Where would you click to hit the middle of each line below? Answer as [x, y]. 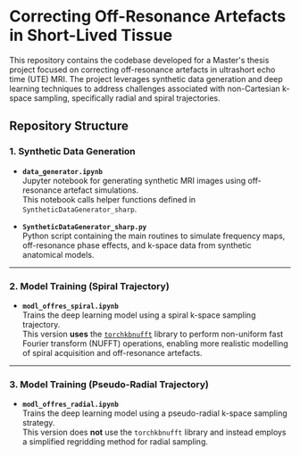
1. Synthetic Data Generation [72, 152]
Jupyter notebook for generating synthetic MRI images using [134, 180]
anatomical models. [58, 254]
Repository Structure [69, 126]
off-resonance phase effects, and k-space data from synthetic [137, 245]
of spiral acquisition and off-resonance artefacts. [112, 352]
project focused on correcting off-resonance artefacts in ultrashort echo [142, 70]
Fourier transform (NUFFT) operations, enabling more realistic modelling [155, 343]
